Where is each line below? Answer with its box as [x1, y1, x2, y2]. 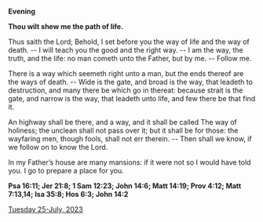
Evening [8, 7, 36, 16]
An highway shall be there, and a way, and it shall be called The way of [8, 118, 238, 126]
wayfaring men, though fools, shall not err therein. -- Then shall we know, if [8, 134, 253, 144]
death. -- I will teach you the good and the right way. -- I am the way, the [8, 45, 243, 54]
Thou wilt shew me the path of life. [8, 22, 124, 31]
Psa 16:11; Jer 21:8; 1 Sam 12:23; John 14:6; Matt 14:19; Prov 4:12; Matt [8, 181, 242, 191]
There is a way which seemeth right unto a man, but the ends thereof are [8, 69, 244, 78]
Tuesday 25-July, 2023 [8, 205, 84, 214]
